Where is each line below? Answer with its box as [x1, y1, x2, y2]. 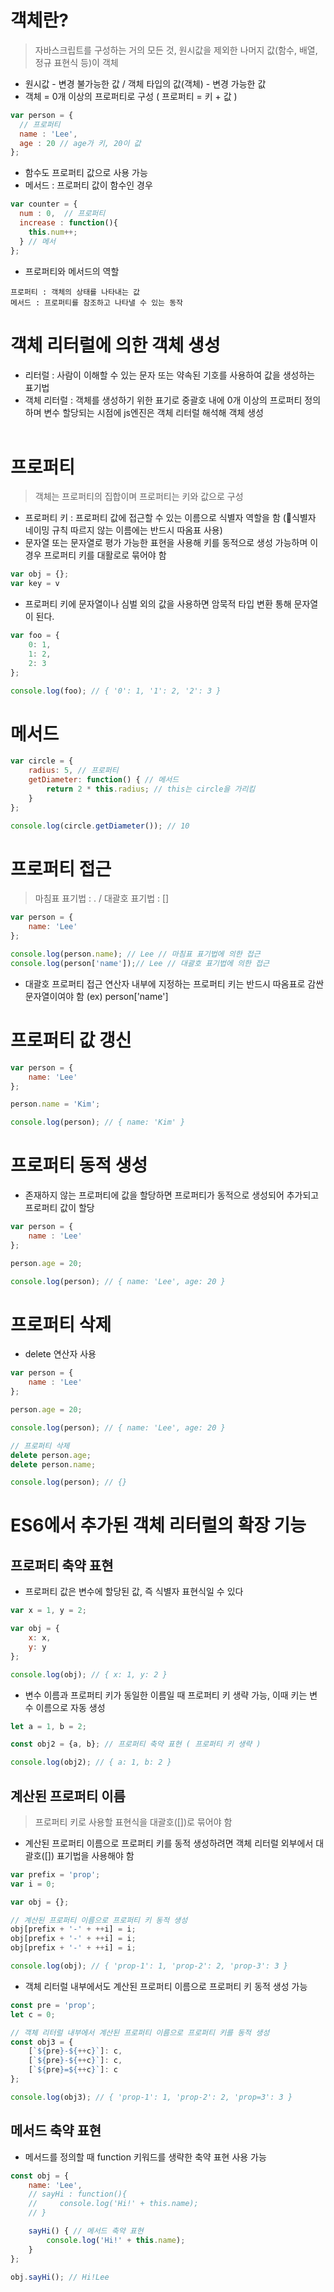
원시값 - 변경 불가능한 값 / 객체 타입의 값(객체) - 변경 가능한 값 [24, 77, 267, 90]
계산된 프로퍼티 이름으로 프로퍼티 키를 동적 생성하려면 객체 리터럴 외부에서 [24, 1837, 314, 1849]
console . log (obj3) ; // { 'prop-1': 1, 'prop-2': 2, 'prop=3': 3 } [10, 2092, 293, 2102]
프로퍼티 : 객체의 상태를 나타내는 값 [10, 287, 141, 297]
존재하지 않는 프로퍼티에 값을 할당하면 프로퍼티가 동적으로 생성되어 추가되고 [24, 1189, 320, 1201]
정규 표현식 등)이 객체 [34, 56, 119, 68]
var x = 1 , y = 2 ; [10, 1606, 87, 1616]
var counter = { [10, 199, 78, 210]
